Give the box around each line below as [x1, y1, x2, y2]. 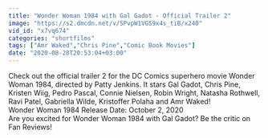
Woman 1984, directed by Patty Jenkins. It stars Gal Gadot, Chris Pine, [8, 79, 241, 89]
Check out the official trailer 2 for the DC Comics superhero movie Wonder [8, 71, 255, 80]
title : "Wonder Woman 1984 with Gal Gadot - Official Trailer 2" [8, 11, 231, 20]
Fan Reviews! [8, 122, 52, 132]
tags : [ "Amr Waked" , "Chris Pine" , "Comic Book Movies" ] [8, 42, 196, 50]
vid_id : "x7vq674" [8, 26, 70, 34]
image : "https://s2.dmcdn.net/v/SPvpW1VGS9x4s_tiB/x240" [8, 19, 203, 27]
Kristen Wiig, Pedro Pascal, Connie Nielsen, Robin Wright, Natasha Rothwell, [8, 88, 261, 97]
